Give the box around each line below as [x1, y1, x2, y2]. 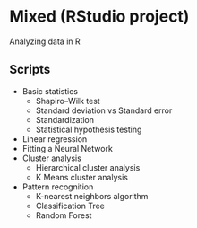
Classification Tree [35, 200, 105, 211]
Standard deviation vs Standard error [35, 105, 173, 116]
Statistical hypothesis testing [35, 124, 142, 135]
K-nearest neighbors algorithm [35, 190, 149, 201]
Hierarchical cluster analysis [35, 162, 141, 172]
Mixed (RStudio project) [9, 6, 190, 27]
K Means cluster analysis [35, 171, 128, 182]
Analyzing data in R [9, 36, 81, 47]
